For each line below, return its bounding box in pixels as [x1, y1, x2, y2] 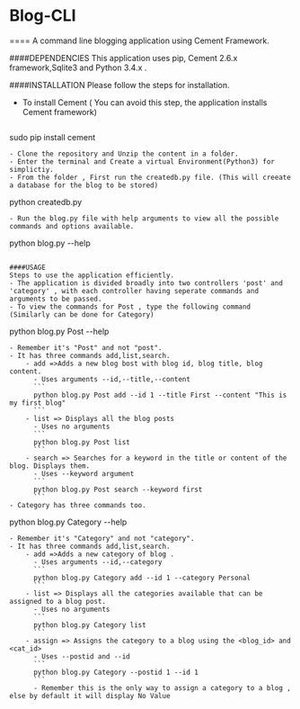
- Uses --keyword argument [32, 469, 135, 478]
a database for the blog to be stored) [9, 181, 159, 190]
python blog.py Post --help [9, 326, 110, 337]
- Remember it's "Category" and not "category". [9, 534, 195, 543]
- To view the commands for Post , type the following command [9, 302, 251, 311]
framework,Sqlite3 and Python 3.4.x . [9, 62, 147, 73]
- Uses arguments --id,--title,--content [32, 374, 191, 383]
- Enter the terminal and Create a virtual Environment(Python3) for [9, 157, 276, 166]
